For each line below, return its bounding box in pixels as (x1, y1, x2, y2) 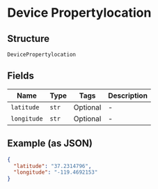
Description (107, 91, 148, 100)
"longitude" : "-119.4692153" (13, 169, 98, 176)
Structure (7, 33, 50, 45)
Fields (7, 70, 35, 82)
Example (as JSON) (7, 137, 93, 149)
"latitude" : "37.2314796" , (13, 162, 92, 169)
